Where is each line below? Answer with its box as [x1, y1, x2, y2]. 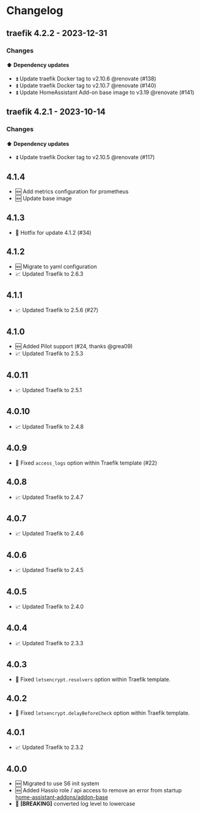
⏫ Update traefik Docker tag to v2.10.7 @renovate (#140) [15, 82, 157, 89]
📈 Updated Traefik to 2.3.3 [15, 639, 84, 646]
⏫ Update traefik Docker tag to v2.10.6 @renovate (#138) [15, 74, 157, 82]
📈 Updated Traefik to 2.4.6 [15, 530, 84, 537]
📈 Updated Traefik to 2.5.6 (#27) [15, 306, 99, 314]
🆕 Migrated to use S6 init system [15, 780, 99, 787]
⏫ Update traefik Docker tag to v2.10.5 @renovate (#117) [15, 154, 155, 161]
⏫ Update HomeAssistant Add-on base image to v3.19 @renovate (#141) [15, 88, 195, 96]
